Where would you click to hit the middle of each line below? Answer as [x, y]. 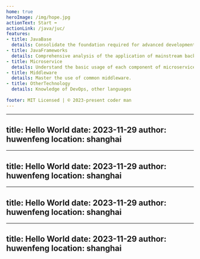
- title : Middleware [32, 73]
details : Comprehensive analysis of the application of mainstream [97, 56]
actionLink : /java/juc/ [36, 28]
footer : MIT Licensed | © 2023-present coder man [69, 100]
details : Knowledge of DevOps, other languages [72, 89]
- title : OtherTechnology [38, 84]
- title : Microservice [34, 61]
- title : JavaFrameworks [37, 51]
